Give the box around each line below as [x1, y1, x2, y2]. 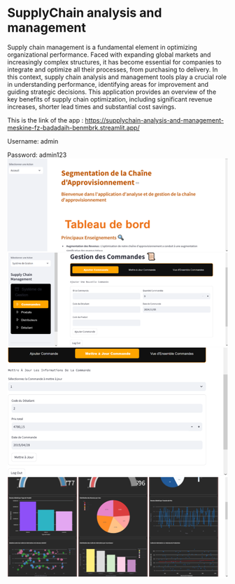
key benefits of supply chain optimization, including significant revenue [7, 95, 213, 103]
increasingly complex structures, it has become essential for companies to [7, 57, 222, 66]
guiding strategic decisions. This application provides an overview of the [7, 88, 217, 96]
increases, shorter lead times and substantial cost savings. [7, 102, 177, 111]
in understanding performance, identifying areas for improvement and [7, 80, 208, 88]
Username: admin [7, 137, 59, 145]
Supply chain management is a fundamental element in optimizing [7, 43, 197, 51]
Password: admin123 [7, 151, 67, 159]
